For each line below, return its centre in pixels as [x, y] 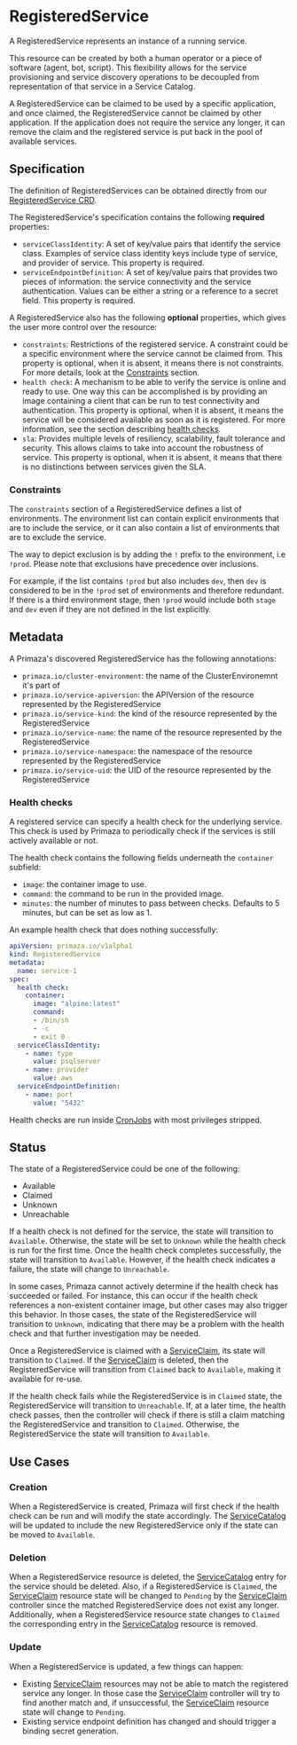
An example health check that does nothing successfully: [114, 930]
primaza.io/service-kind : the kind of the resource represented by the [149, 713]
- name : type [49, 1053]
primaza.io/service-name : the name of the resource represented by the [152, 732]
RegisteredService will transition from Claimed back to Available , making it [145, 1370]
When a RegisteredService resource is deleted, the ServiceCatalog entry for [148, 1577]
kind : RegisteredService [55, 955]
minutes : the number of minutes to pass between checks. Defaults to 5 [151, 903]
